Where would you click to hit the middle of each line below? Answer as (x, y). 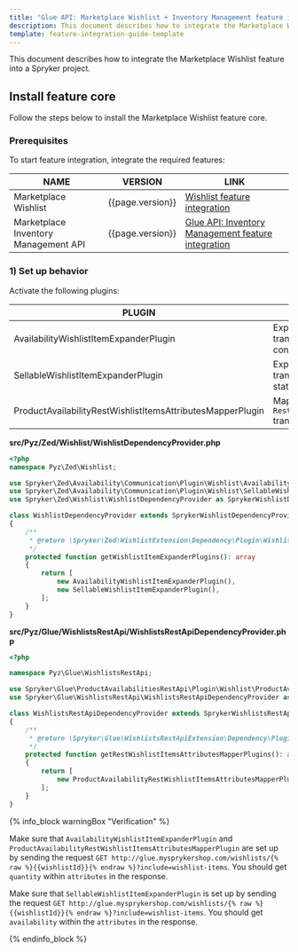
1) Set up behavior (49, 271)
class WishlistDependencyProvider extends (89, 515)
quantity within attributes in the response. (89, 876)
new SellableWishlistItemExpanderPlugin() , (138, 590)
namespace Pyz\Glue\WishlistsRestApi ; (81, 673)
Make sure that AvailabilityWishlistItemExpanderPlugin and (121, 838)
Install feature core (63, 96)
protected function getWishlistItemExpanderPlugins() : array (140, 557)
